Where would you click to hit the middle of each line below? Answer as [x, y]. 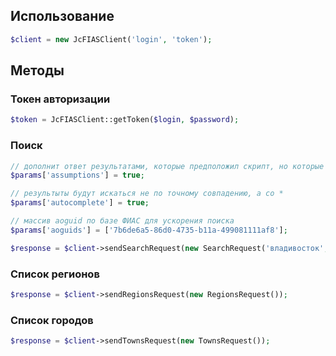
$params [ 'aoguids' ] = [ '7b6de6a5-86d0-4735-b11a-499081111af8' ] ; [149, 230]
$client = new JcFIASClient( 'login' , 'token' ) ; [111, 39]
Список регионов [55, 274]
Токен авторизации [60, 99]
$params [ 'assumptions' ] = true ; [77, 175]
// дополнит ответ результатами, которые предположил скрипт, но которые [167, 166]
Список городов [52, 320]
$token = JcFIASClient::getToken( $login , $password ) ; [125, 120]
